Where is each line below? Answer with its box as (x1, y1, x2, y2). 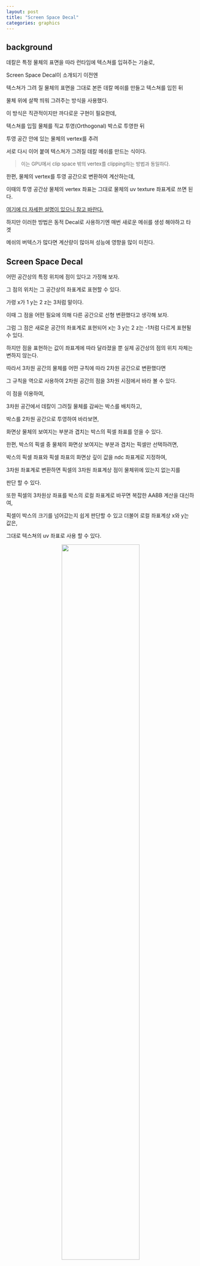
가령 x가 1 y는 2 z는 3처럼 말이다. (6, 299, 84, 305)
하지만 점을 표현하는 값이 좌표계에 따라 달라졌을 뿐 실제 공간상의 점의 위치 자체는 (6, 344, 193, 351)
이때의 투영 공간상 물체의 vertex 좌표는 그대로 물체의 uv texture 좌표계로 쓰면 (6, 186, 187, 193)
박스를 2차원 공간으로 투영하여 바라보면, (6, 416, 99, 422)
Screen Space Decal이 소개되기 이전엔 (6, 71, 98, 78)
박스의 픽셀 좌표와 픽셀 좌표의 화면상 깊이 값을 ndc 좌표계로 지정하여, (6, 453, 167, 461)
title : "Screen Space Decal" (6, 14, 79, 20)
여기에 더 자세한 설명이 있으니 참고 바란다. (6, 206, 104, 213)
